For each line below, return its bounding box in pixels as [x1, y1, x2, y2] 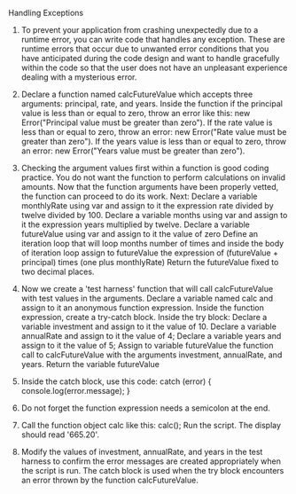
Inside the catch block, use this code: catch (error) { [20, 376, 212, 387]
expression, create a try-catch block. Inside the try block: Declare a [20, 312, 268, 322]
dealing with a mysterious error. [20, 72, 137, 82]
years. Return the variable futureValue [20, 359, 160, 369]
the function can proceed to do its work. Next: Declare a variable [20, 191, 258, 201]
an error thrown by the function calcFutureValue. [20, 474, 199, 485]
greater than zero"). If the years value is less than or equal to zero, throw [20, 137, 287, 146]
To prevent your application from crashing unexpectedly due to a [20, 25, 259, 35]
